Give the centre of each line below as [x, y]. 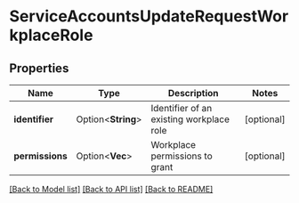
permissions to [182, 156]
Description [193, 93]
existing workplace [190, 119]
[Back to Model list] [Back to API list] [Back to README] [111, 189]
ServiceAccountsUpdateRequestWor [149, 16]
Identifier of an [182, 108]
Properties [39, 68]
